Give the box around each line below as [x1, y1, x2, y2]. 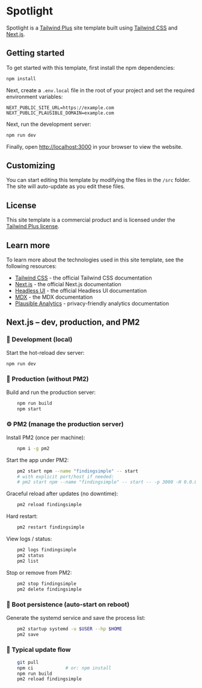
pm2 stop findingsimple [17, 580, 77, 587]
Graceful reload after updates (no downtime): [6, 490, 118, 498]
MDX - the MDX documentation [14, 293, 93, 301]
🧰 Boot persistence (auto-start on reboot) [6, 601, 130, 609]
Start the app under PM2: [6, 456, 69, 463]
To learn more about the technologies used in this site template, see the [6, 256, 184, 263]
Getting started [6, 48, 65, 58]
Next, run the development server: [6, 120, 91, 128]
